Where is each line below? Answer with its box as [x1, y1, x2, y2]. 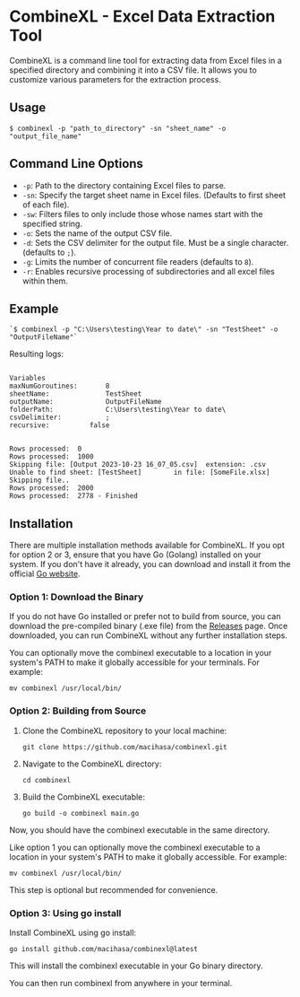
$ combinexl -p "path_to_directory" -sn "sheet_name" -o [9, 124, 227, 133]
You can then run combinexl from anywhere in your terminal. [9, 978, 233, 989]
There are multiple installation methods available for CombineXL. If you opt [9, 540, 285, 551]
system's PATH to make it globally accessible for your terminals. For [9, 657, 260, 668]
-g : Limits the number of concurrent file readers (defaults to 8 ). [21, 256, 254, 267]
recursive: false [9, 421, 110, 430]
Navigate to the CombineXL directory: [21, 758, 162, 769]
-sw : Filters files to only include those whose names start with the [21, 208, 263, 219]
